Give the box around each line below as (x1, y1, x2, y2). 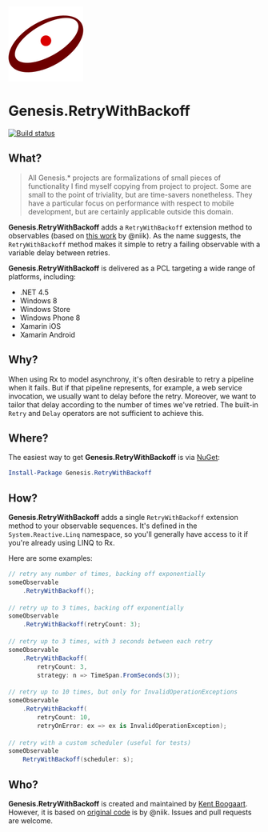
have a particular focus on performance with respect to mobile (27, 198, 234, 208)
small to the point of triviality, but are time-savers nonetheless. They (27, 190, 253, 199)
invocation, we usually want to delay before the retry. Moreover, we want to (8, 391, 257, 401)
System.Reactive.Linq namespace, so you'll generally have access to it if (8, 530, 249, 539)
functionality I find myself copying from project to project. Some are (27, 181, 252, 190)
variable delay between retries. (8, 247, 110, 258)
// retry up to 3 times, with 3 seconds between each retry (8, 638, 214, 646)
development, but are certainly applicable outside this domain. (27, 206, 234, 216)
